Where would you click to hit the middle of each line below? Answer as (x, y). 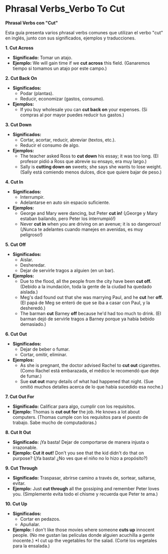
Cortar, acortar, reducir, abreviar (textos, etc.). (68, 140)
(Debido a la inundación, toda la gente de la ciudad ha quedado (86, 286)
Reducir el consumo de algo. (50, 145)
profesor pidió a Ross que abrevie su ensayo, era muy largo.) (83, 161)
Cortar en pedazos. (40, 519)
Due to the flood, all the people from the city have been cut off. (86, 281)
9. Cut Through (21, 468)
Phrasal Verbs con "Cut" (32, 23)
